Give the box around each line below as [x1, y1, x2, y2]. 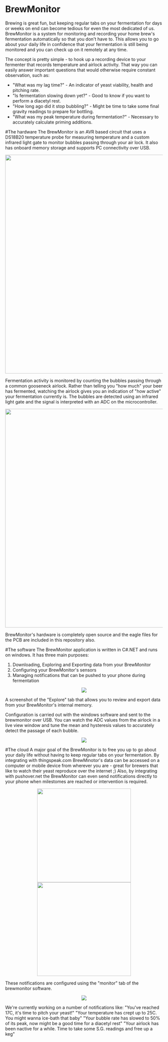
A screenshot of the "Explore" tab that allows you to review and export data [5, 696, 161, 702]
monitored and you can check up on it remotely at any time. [5, 46, 128, 52]
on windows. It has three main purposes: [5, 651, 89, 658]
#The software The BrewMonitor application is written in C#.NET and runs [5, 646, 157, 652]
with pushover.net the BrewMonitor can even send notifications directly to [5, 773, 157, 779]
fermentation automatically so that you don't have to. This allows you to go [5, 36, 159, 42]
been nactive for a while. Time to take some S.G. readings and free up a [5, 1025, 153, 1031]
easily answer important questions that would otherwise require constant [5, 66, 156, 73]
